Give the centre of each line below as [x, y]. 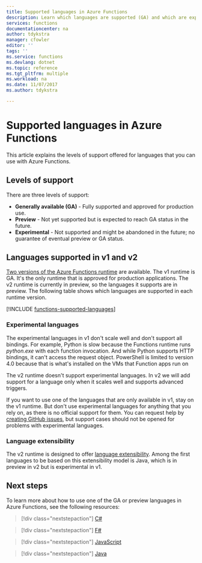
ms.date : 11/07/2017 [32, 85]
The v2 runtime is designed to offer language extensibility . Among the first [98, 454]
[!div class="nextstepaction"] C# [61, 518]
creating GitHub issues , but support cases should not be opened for [90, 419]
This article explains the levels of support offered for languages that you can [101, 155]
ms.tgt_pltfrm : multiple [37, 74]
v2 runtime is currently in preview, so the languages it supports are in [92, 285]
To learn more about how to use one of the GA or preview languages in [94, 500]
